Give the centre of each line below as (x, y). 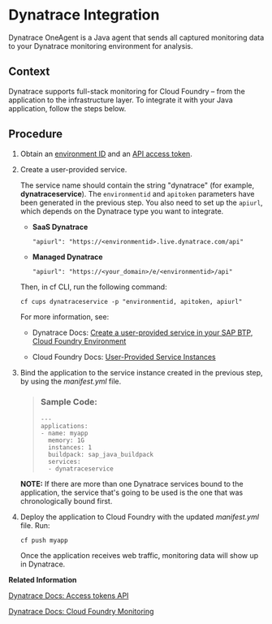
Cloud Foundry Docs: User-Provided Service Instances (124, 357)
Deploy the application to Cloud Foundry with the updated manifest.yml (140, 517)
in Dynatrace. (43, 564)
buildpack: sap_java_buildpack (101, 454)
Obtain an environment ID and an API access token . (106, 154)
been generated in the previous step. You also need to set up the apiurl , (141, 202)
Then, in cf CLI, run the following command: (94, 287)
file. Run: (35, 525)
